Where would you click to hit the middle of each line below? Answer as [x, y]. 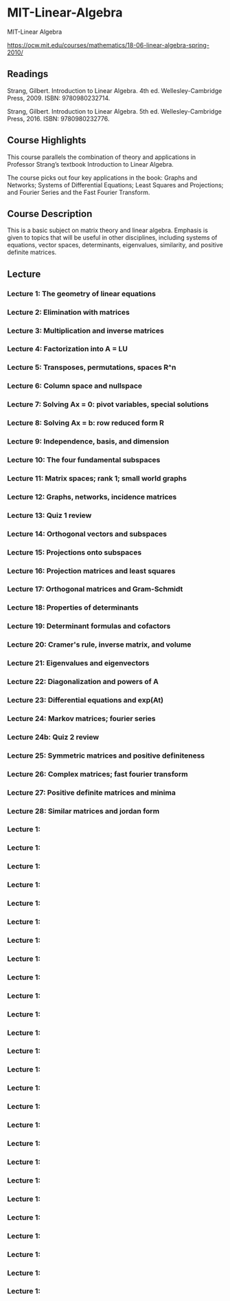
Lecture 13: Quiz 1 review [49, 515]
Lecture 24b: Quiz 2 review [53, 737]
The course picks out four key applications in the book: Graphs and [102, 178]
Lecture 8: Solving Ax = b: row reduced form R [86, 423]
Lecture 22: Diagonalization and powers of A [83, 682]
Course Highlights [47, 140]
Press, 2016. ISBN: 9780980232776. [58, 118]
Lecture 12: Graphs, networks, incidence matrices [92, 497]
